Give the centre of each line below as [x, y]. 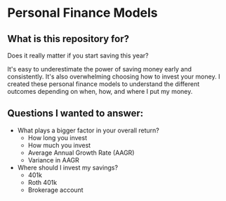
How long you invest [58, 137]
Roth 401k [42, 182]
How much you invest [59, 145]
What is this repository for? [68, 39]
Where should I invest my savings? [67, 167]
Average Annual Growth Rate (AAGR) [81, 153]
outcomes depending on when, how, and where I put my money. [100, 91]
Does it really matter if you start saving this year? [78, 55]
